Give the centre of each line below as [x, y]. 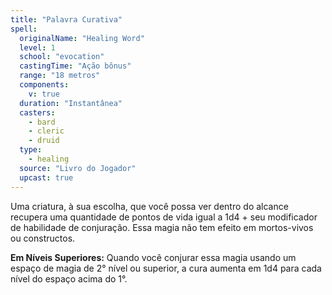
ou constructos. [43, 238]
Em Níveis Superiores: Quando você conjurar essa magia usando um [153, 257]
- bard [42, 122]
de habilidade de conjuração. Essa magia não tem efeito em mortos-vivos [162, 227]
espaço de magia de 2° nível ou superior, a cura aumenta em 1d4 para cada [166, 268]
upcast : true [46, 177]
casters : [37, 112]
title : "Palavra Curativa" [66, 19]
